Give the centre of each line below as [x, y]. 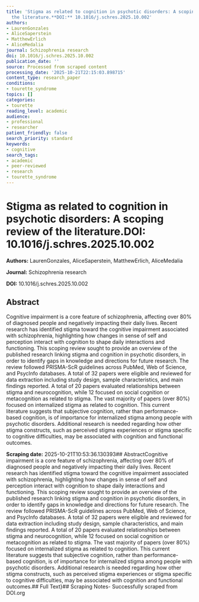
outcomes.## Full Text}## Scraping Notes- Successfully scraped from [92, 586]
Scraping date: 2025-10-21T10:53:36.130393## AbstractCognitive [87, 454]
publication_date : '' [33, 61]
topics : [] [20, 94]
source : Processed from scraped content [57, 67]
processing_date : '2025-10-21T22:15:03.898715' [66, 72]
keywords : [18, 144]
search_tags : [22, 155]
